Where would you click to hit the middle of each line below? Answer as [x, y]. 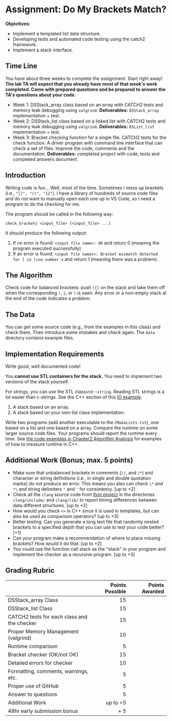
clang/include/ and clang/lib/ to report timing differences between [85, 500]
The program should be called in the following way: [59, 214]
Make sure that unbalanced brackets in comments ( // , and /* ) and [83, 472]
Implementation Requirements [55, 354]
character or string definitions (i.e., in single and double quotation [82, 478]
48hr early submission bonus [43, 711]
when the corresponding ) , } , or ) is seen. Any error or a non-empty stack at [86, 293]
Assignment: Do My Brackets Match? [86, 9]
